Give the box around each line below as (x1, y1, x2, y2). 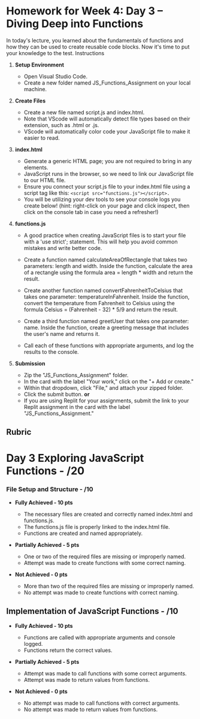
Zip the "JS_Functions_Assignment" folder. (23, 371, 129, 378)
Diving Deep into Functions (6, 17, 144, 31)
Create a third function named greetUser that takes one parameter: (23, 317, 189, 324)
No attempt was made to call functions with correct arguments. (23, 699, 180, 706)
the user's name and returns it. (23, 330, 100, 337)
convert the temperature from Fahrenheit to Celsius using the (23, 299, 175, 306)
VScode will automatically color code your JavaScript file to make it (23, 128, 190, 135)
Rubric (6, 427, 32, 437)
